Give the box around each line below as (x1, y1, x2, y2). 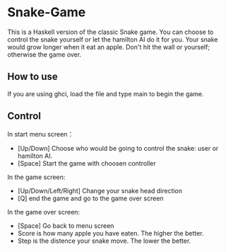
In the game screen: (7, 173, 66, 181)
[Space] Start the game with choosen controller (17, 159, 157, 167)
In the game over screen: (7, 207, 80, 216)
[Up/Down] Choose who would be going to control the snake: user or (17, 144, 219, 152)
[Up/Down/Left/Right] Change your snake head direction (17, 186, 182, 195)
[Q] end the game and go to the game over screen (17, 194, 164, 202)
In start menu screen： (7, 130, 74, 138)
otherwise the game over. (7, 50, 82, 59)
